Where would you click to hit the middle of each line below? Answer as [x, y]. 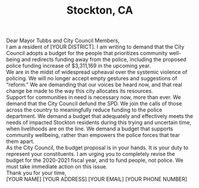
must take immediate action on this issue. [57, 167]
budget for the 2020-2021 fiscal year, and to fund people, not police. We [95, 160]
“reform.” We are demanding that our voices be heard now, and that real [94, 85]
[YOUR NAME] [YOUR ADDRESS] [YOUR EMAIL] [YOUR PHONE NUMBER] [97, 179]
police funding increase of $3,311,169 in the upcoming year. [79, 66]
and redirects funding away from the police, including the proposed [104, 59]
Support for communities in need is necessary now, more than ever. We [94, 97]
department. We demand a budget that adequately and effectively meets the [100, 116]
